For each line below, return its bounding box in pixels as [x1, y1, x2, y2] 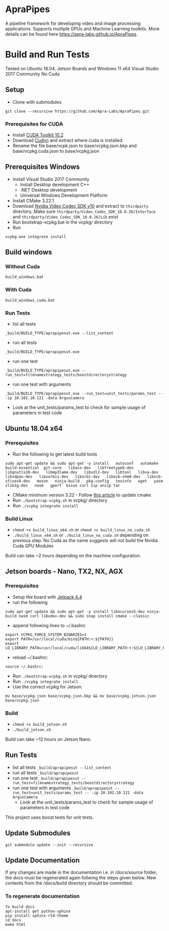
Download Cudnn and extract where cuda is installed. [12, 137, 124, 143]
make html [5, 922, 26, 927]
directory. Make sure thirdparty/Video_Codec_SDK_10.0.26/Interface [12, 208, 156, 214]
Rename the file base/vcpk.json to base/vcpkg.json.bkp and [12, 143, 137, 149]
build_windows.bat [5, 275, 44, 280]
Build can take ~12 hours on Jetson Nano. [5, 736, 92, 742]
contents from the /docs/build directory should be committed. [5, 880, 133, 886]
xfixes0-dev [5, 478, 30, 483]
